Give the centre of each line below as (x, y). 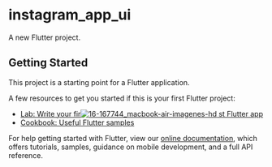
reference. (26, 155)
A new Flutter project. (45, 37)
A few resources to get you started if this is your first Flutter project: (122, 98)
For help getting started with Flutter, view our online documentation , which (133, 138)
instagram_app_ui (70, 15)
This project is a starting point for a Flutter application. (99, 82)
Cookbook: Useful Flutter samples (77, 122)
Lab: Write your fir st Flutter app (142, 113)
